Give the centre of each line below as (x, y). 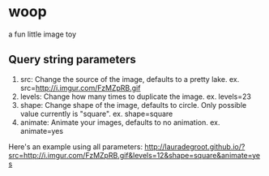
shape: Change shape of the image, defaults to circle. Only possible (133, 105)
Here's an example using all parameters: (76, 146)
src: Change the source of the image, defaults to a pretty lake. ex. (130, 79)
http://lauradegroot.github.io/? (195, 146)
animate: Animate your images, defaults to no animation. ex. (120, 122)
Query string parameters (72, 60)
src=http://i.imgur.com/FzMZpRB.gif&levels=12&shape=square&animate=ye (134, 155)
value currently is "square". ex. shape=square (96, 114)
